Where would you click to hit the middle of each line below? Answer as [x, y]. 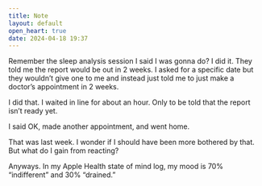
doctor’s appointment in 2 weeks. [64, 87]
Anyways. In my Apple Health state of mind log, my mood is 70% [116, 167]
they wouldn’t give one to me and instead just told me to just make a [121, 78]
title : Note [28, 16]
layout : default [35, 23]
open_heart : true [37, 31]
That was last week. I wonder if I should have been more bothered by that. [132, 143]
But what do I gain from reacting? [64, 151]
